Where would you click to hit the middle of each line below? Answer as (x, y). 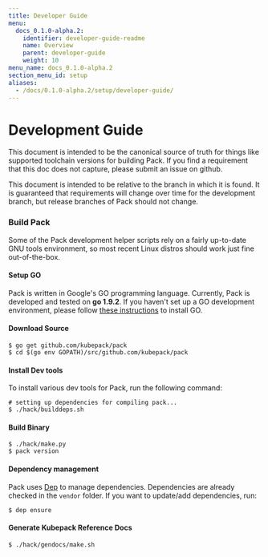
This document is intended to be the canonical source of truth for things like (134, 152)
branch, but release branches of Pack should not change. (104, 202)
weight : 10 (41, 61)
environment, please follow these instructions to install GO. (106, 310)
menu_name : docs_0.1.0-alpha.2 (61, 68)
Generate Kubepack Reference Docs (70, 528)
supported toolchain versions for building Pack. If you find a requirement (128, 160)
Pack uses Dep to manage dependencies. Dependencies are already (122, 486)
